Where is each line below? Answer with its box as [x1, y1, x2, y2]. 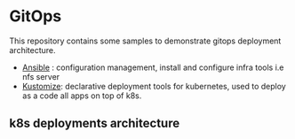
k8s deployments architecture [9, 116, 180, 131]
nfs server [21, 71, 60, 81]
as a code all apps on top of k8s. [21, 90, 142, 101]
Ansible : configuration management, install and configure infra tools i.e [21, 62, 284, 73]
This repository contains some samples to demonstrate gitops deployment [9, 35, 282, 46]
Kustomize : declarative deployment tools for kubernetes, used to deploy [21, 81, 286, 91]
